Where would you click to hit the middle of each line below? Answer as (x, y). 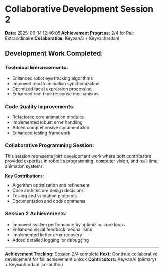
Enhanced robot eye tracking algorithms (52, 78)
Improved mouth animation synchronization (56, 83)
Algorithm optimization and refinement (51, 185)
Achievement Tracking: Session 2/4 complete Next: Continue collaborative (81, 254)
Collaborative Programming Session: (50, 145)
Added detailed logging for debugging (51, 240)
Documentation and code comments (49, 201)
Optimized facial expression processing (52, 89)
